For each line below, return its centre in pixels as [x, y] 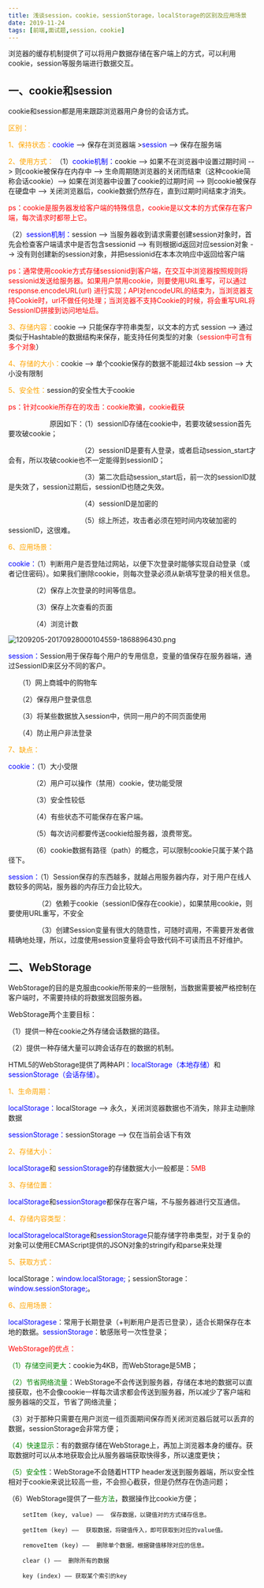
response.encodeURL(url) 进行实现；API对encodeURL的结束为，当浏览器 [127, 291]
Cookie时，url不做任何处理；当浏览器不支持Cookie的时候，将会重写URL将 [135, 301]
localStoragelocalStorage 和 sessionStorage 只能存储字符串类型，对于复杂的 [129, 1235]
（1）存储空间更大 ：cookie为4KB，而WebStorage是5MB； [103, 1365]
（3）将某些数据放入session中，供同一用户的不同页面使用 [114, 716]
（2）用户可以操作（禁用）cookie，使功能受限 [109, 783]
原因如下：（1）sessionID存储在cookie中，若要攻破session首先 [151, 424]
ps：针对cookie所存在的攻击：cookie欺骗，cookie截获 [97, 407]
